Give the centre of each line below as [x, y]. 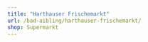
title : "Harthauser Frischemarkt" [59, 14]
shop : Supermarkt [33, 27]
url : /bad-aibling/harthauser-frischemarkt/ [74, 21]
